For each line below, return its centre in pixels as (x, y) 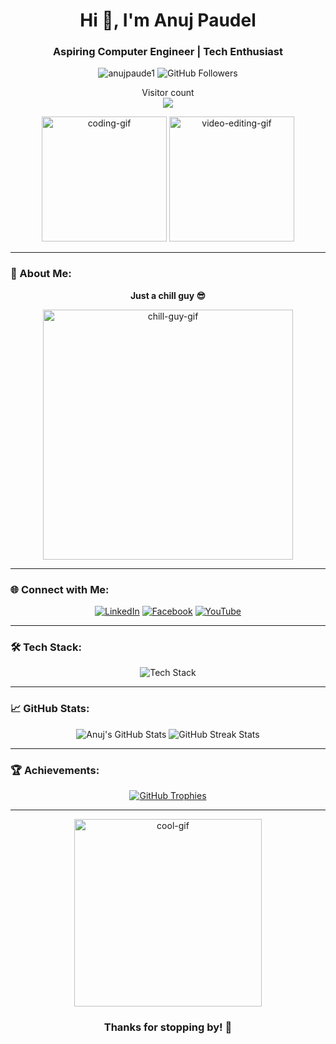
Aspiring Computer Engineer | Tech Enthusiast (168, 52)
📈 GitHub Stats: (50, 709)
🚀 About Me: (41, 274)
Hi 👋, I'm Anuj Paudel (168, 20)
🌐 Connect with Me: (60, 589)
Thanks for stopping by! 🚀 (168, 1027)
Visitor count (168, 93)
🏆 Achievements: (55, 770)
